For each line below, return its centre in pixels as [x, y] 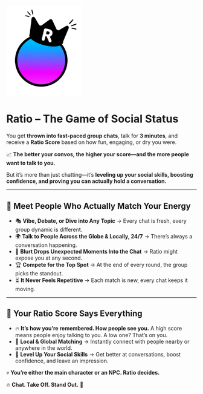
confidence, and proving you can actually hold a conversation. [86, 181]
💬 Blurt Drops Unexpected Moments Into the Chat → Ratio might [96, 251]
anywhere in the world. [43, 348]
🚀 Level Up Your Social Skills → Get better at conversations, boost [98, 354]
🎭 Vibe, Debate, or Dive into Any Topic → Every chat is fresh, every [101, 221]
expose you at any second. [49, 258]
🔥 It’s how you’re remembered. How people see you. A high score [98, 328]
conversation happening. [46, 245]
